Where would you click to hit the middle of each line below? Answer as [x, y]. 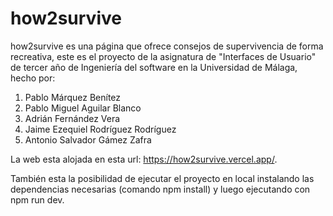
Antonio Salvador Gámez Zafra [88, 139]
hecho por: [33, 78]
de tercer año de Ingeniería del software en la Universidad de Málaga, [154, 67]
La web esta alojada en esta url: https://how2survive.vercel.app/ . [144, 159]
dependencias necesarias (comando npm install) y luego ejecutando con [160, 189]
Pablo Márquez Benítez [73, 97]
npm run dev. [37, 199]
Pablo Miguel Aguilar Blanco [83, 108]
